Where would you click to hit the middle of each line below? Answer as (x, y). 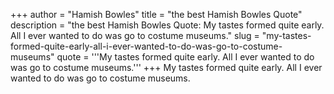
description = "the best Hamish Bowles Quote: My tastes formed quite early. (167, 25)
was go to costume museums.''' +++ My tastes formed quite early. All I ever (166, 67)
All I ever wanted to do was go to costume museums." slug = (135, 35)
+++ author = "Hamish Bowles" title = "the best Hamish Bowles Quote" (156, 14)
